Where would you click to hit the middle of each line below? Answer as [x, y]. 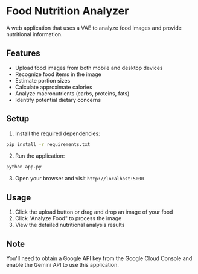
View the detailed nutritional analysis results [70, 225]
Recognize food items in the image [58, 74]
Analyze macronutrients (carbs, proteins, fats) [72, 93]
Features [23, 53]
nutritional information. [34, 34]
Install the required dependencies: [58, 133]
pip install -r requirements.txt [48, 144]
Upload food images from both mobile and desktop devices [89, 68]
